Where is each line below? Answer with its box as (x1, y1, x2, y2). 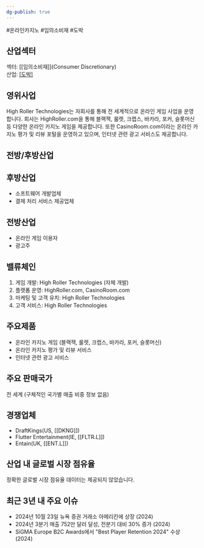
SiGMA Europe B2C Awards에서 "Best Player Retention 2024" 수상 (15, 528, 181, 536)
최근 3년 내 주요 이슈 (6, 496, 79, 506)
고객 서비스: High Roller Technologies (15, 302, 108, 309)
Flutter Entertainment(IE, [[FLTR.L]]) (15, 433, 105, 440)
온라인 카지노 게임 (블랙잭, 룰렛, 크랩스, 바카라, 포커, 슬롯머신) (15, 339, 162, 346)
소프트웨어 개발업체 (15, 190, 62, 197)
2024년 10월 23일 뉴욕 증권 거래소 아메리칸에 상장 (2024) (15, 513, 153, 521)
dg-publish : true (6, 9, 51, 15)
